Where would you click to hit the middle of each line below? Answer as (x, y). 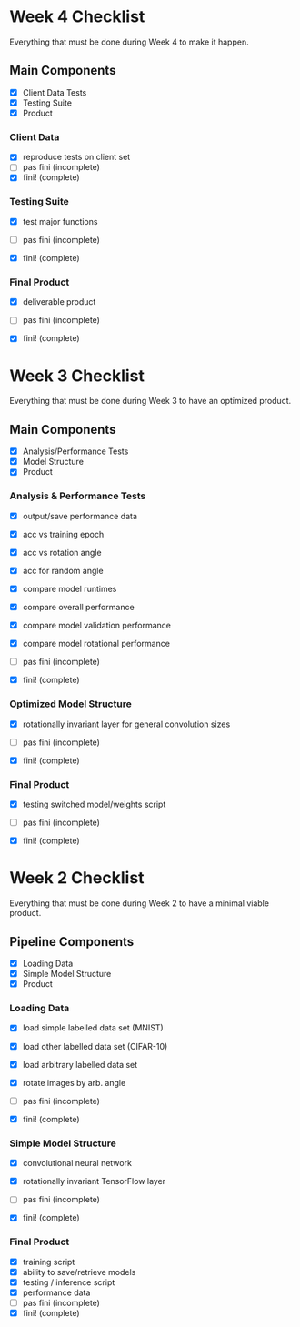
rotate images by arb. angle (74, 1082)
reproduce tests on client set (76, 157)
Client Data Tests (55, 92)
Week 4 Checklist (77, 17)
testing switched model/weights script (94, 804)
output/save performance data (80, 516)
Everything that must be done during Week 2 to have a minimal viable (140, 903)
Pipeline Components (72, 942)
